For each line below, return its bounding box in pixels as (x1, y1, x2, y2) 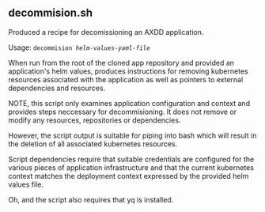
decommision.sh (8, 6, 93, 20)
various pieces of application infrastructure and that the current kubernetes (8, 162, 255, 172)
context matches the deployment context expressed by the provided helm (8, 171, 249, 180)
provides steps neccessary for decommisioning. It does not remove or (8, 107, 237, 116)
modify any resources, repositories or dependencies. (8, 115, 181, 125)
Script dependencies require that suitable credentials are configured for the (8, 154, 255, 164)
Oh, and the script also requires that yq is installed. (8, 195, 174, 204)
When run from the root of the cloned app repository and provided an (8, 58, 235, 67)
